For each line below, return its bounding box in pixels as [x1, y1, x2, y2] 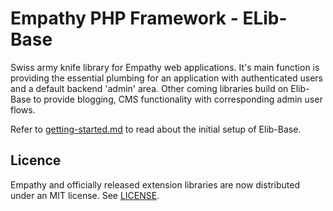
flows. [10, 103, 36, 116]
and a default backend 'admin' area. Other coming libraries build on [10, 82, 289, 94]
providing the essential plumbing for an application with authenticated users [10, 72, 323, 84]
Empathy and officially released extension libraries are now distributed [10, 178, 301, 191]
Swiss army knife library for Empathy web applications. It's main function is [10, 61, 320, 73]
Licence [10, 152, 62, 169]
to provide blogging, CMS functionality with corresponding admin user [33, 93, 323, 105]
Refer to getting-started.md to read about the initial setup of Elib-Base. [10, 123, 302, 135]
